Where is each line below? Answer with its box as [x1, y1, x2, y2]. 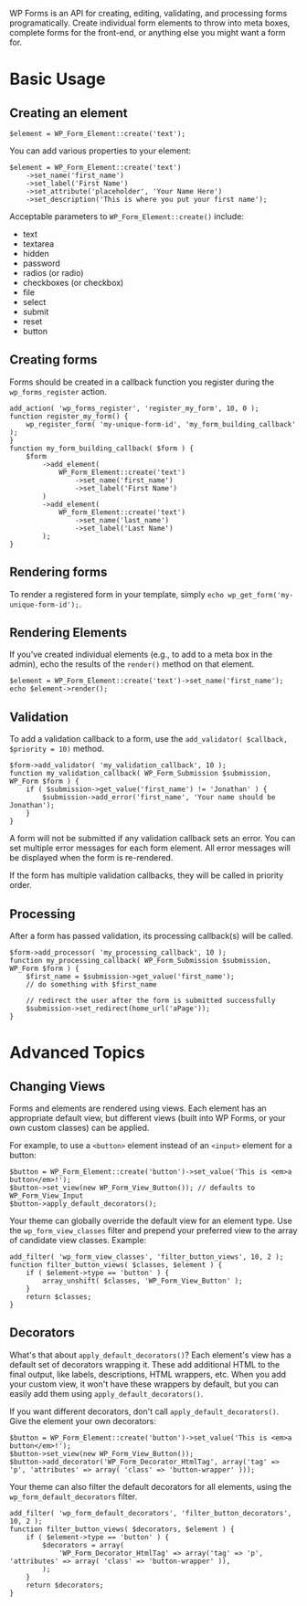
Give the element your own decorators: [9, 1415, 157, 1426]
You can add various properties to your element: [9, 145, 192, 156]
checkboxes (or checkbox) [22, 278, 124, 288]
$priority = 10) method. [9, 744, 105, 755]
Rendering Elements [9, 625, 128, 640]
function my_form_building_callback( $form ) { [9, 443, 195, 453]
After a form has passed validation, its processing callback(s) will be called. [9, 931, 294, 942]
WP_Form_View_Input [9, 1191, 84, 1200]
